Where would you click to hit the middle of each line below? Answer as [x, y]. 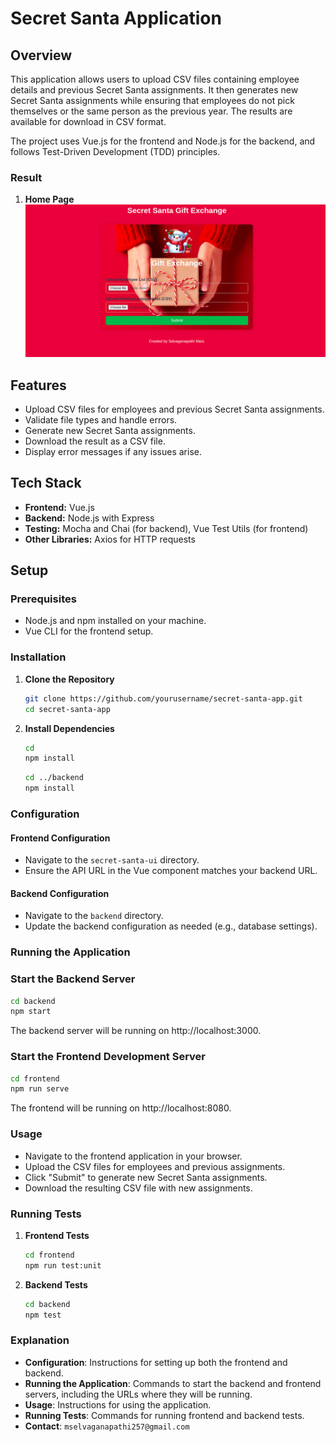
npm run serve [40, 1089]
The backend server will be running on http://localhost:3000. [136, 1031]
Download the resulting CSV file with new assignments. [138, 1188]
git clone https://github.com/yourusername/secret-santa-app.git [163, 698]
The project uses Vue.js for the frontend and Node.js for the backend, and [163, 141]
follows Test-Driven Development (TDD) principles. [115, 151]
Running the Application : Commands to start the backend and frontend [173, 1383]
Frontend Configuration [60, 838]
